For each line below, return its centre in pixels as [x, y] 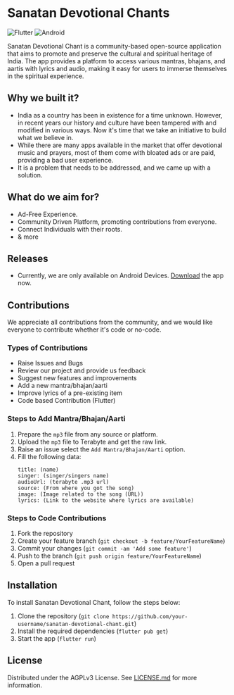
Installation [32, 586]
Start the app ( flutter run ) [57, 638]
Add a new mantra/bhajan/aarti [62, 386]
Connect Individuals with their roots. [70, 229]
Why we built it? [43, 98]
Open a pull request [46, 563]
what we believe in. [45, 137]
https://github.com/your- [150, 616]
